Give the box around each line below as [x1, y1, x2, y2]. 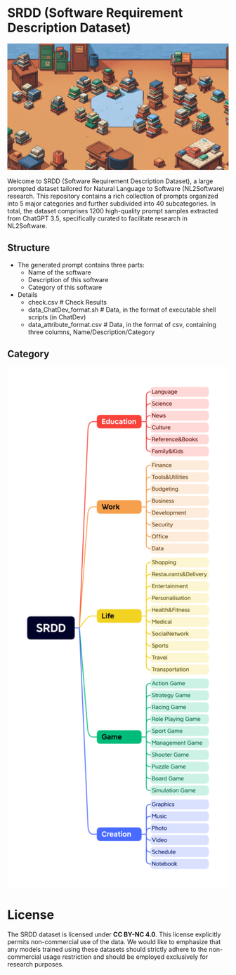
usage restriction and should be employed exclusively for [42, 953, 209, 961]
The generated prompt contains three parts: [17, 260, 145, 269]
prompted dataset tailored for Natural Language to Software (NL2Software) [7, 184, 225, 192]
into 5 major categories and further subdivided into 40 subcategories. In [7, 199, 216, 208]
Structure [7, 242, 51, 254]
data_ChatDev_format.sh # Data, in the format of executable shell [27, 305, 216, 314]
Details [17, 290, 38, 299]
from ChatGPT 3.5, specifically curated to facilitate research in [7, 214, 188, 223]
